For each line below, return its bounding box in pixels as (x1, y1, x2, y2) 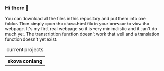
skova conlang (7, 58, 43, 65)
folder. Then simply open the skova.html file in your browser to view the (5, 21, 150, 26)
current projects (6, 47, 44, 53)
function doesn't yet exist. (5, 36, 58, 42)
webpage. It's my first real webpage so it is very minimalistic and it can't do (5, 26, 158, 32)
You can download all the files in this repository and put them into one (5, 16, 146, 22)
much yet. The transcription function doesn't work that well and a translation (5, 31, 160, 37)
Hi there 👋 (5, 4, 29, 11)
